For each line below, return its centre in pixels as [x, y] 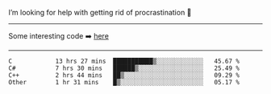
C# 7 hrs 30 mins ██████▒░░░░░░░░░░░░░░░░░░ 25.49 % [124, 68]
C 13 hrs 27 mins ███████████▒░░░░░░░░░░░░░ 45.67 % [124, 61]
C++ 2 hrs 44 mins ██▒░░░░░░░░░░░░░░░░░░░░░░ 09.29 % [124, 76]
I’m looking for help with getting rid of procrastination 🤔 [100, 12]
